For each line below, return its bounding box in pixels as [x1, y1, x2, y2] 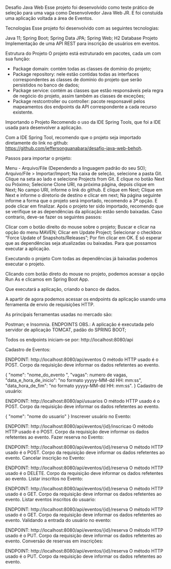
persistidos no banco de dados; [12, 82, 80, 88]
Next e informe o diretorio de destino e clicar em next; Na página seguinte [5, 192, 161, 198]
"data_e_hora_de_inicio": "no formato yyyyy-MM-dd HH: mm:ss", [5, 377, 142, 383]
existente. [12, 109, 34, 115]
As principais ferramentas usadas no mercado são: [5, 311, 113, 317]
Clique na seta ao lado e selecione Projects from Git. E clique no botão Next [5, 176, 165, 182]
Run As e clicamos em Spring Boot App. [5, 276, 89, 282]
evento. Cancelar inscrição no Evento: [5, 455, 85, 461]
